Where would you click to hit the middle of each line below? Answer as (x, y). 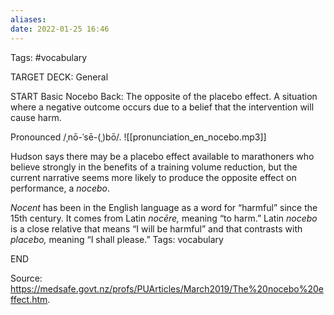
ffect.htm (29, 299)
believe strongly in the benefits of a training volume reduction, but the (154, 167)
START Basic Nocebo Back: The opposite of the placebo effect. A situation (164, 96)
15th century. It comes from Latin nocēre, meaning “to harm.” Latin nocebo (164, 218)
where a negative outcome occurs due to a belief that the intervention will (162, 107)
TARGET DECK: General (59, 77)
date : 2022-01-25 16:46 (60, 29)
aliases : (28, 19)
